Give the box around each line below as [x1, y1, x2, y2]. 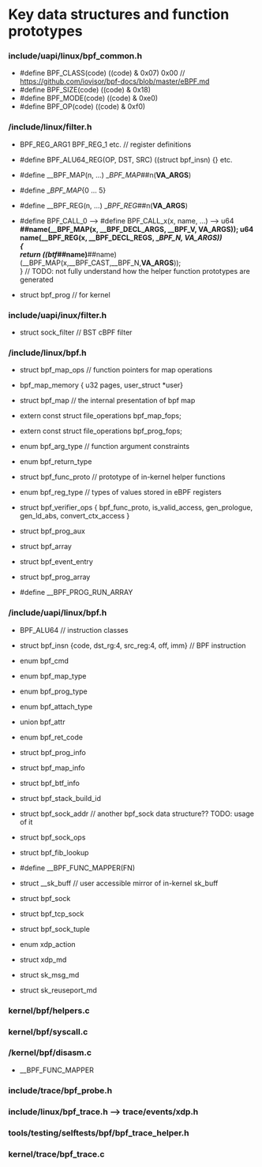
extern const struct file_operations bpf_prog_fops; [19, 426, 183, 436]
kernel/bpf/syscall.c [8, 1026, 88, 1037]
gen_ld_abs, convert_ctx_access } [19, 511, 130, 521]
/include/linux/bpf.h [8, 347, 87, 358]
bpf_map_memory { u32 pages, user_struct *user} [19, 380, 184, 390]
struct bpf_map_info [19, 763, 85, 772]
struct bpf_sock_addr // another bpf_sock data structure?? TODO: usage [19, 809, 255, 818]
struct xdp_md [19, 955, 67, 964]
